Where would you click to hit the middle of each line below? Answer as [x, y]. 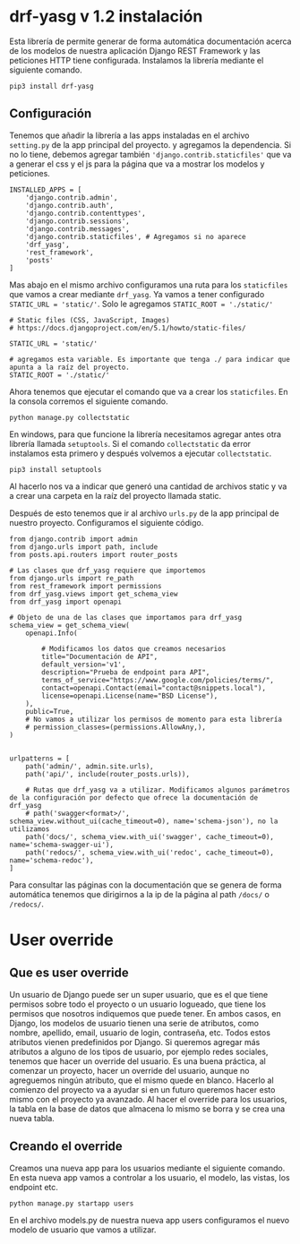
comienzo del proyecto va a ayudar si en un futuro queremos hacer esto [142, 1089]
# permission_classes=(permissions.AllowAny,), [116, 727]
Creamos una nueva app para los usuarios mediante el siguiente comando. [147, 1168]
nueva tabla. [32, 1118]
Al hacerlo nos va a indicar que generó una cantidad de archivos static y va [148, 486]
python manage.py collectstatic [69, 417]
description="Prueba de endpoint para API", [126, 672]
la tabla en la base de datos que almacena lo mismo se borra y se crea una [147, 1109]
